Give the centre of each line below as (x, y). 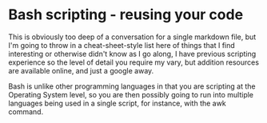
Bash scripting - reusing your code (126, 15)
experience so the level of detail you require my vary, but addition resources (134, 62)
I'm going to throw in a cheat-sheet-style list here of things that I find (122, 45)
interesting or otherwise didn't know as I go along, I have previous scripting (132, 54)
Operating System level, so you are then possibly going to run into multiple (131, 94)
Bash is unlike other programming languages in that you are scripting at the (132, 86)
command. (26, 111)
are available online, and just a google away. (81, 70)
